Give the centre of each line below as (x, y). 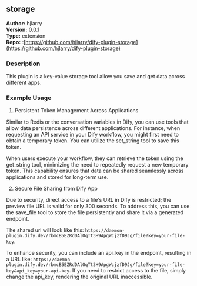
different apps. (24, 83)
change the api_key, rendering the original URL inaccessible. (79, 277)
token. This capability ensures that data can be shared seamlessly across (95, 171)
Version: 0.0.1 (23, 29)
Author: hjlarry (24, 23)
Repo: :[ (16, 42)
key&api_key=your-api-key (38, 271)
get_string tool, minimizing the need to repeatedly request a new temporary (97, 165)
